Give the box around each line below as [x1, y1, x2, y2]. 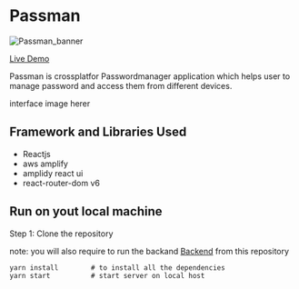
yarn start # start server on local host [9, 272, 205, 281]
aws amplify [22, 158, 68, 169]
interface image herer [9, 97, 91, 109]
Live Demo [9, 53, 50, 64]
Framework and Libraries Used [9, 125, 187, 140]
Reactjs [22, 148, 52, 159]
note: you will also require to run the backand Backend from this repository [9, 245, 289, 256]
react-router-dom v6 [22, 177, 100, 188]
